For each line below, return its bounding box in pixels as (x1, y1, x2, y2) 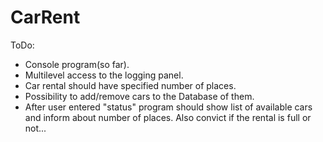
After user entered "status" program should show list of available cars (24, 101, 313, 113)
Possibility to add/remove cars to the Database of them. (24, 90, 255, 102)
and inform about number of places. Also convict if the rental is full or (24, 111, 312, 123)
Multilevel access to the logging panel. (24, 69, 184, 81)
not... (24, 122, 47, 134)
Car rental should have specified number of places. (24, 79, 237, 91)
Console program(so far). (24, 58, 130, 70)
